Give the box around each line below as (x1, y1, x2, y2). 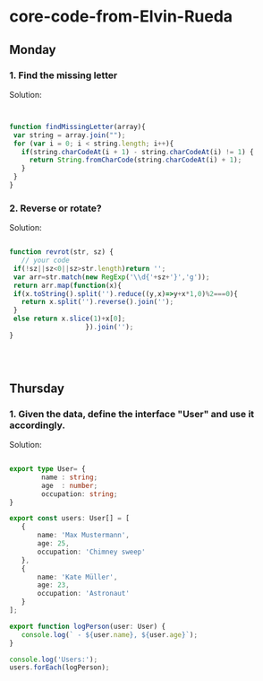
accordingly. (9, 419, 65, 432)
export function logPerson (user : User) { (9, 622, 166, 631)
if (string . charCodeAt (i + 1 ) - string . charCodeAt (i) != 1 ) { (21, 147, 254, 156)
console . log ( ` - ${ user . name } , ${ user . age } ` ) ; (21, 630, 199, 639)
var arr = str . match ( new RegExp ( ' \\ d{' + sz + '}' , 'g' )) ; (13, 272, 210, 282)
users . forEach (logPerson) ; (9, 663, 110, 672)
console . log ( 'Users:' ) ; (9, 655, 98, 664)
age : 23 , (37, 581, 70, 589)
